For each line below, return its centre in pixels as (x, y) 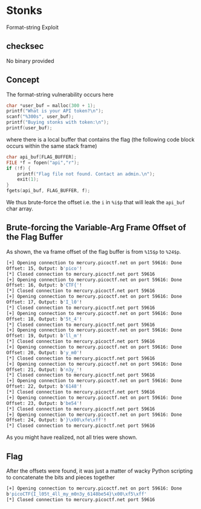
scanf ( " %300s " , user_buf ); (40, 117)
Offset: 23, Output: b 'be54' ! (44, 403)
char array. (20, 209)
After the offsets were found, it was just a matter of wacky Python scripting (100, 471)
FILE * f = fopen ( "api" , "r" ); (43, 163)
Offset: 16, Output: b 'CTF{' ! (44, 285)
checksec (25, 46)
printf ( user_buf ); (29, 128)
